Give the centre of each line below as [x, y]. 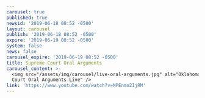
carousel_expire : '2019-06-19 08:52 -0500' [63, 57]
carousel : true [26, 12]
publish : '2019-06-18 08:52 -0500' [52, 35]
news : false [21, 52]
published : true [27, 18]
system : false [24, 46]
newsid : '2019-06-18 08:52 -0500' [50, 23]
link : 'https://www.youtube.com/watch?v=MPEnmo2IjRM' [76, 86]
